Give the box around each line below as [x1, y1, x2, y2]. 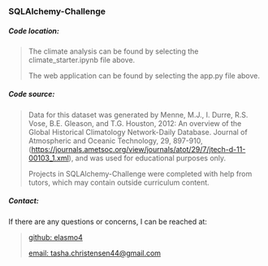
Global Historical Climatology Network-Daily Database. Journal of [28, 127, 248, 137]
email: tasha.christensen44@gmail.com [28, 248, 161, 258]
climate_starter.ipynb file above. [28, 55, 136, 64]
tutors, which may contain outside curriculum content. [28, 177, 210, 187]
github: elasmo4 [28, 232, 83, 242]
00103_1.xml [28, 153, 69, 163]
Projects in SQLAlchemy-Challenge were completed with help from [28, 168, 253, 178]
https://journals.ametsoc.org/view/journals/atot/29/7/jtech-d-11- [31, 144, 246, 154]
